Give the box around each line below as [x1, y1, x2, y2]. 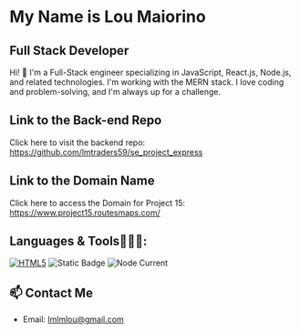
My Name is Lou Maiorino [9, 6, 207, 27]
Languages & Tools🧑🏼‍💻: [9, 234, 148, 249]
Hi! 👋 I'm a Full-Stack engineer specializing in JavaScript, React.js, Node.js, [9, 67, 292, 78]
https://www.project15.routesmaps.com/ [9, 207, 161, 218]
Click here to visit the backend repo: [9, 137, 146, 148]
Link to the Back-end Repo [9, 112, 162, 129]
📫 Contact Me [9, 285, 94, 300]
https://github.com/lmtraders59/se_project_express [9, 146, 203, 157]
